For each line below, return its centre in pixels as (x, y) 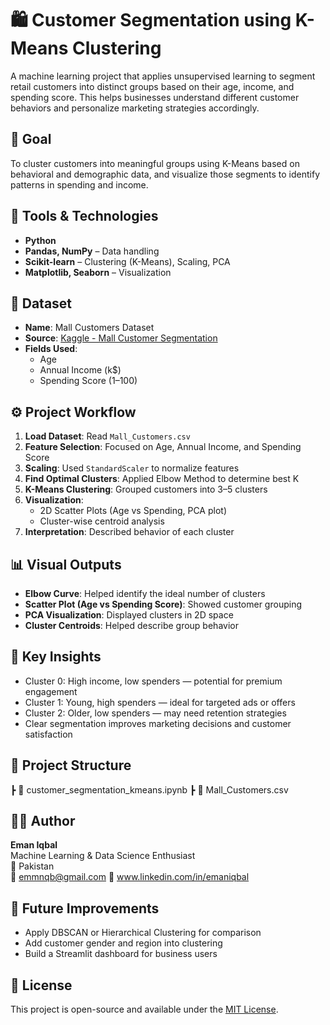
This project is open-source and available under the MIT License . (144, 1009)
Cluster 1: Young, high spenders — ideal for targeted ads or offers (160, 702)
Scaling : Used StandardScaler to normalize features (132, 468)
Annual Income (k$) (80, 370)
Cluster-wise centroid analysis (102, 521)
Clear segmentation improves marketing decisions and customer (158, 723)
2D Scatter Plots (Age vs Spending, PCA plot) (133, 511)
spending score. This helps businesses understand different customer (155, 97)
